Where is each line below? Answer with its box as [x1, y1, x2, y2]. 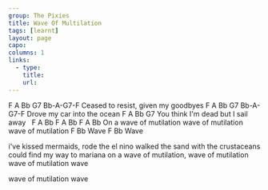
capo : [8, 42, 26, 49]
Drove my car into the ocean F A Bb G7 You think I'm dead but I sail [26, 109, 248, 118]
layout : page [8, 34, 52, 42]
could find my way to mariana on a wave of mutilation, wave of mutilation [8, 149, 250, 160]
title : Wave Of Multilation [8, 19, 102, 27]
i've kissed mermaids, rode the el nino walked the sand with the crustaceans [8, 141, 261, 151]
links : [8, 57, 30, 65]
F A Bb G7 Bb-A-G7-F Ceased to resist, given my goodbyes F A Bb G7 [8, 101, 239, 110]
